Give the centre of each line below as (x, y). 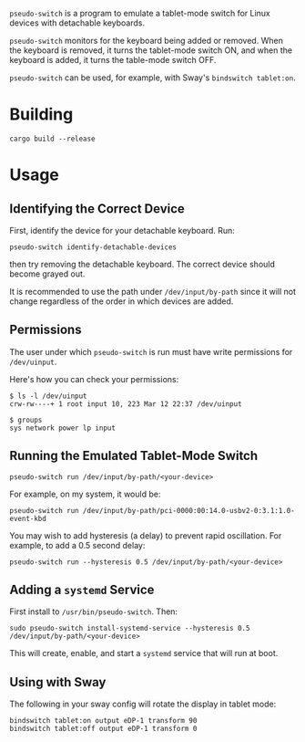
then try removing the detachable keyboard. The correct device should (142, 264)
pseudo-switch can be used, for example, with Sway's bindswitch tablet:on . (152, 78)
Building (41, 115)
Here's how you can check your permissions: (94, 379)
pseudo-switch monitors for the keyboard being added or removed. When (147, 41)
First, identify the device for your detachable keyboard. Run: (122, 230)
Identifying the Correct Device (97, 209)
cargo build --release (52, 139)
